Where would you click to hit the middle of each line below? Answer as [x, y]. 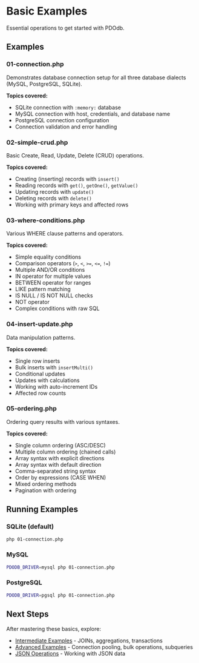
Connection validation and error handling [66, 127]
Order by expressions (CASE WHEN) [60, 477]
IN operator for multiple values [53, 276]
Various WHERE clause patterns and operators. [65, 234]
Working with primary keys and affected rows [72, 205]
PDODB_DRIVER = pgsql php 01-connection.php [60, 595]
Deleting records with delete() [53, 198]
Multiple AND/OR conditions [50, 270]
